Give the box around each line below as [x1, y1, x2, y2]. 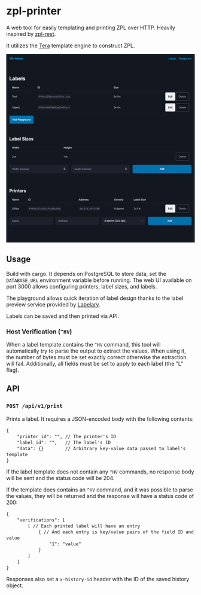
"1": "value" [48, 541, 82, 547]
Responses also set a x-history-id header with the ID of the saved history [6, 575, 190, 582]
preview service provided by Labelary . [6, 300, 100, 308]
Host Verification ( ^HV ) [6, 327, 72, 336]
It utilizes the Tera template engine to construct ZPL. [6, 42, 135, 49]
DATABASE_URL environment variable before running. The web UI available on [6, 277, 193, 284]
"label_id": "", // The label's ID [17, 439, 111, 445]
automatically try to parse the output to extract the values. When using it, [6, 347, 187, 354]
